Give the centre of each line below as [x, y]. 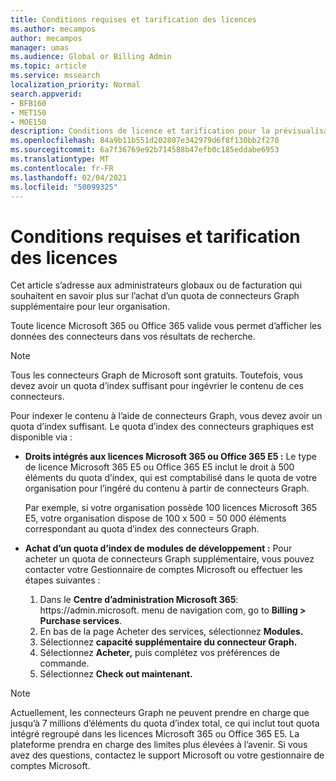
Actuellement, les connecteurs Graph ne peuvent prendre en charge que [160, 713]
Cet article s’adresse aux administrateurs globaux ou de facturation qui [156, 285]
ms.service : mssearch [55, 76]
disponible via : [41, 437]
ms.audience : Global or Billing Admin [91, 57]
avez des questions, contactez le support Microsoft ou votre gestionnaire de [167, 755]
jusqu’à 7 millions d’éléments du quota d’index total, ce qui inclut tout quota [165, 723]
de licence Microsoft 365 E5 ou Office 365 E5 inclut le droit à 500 [159, 467]
